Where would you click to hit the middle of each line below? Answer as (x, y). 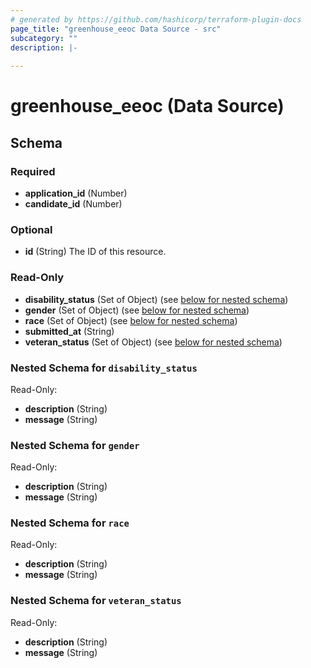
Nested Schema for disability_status (104, 368)
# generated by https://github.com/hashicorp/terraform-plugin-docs (156, 19)
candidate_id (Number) (73, 204)
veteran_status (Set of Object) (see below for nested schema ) (153, 342)
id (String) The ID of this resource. (95, 252)
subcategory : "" (44, 38)
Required (33, 171)
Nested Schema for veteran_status (96, 601)
